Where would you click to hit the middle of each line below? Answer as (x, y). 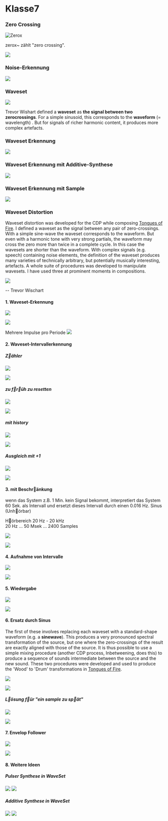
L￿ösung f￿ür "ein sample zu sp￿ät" (44, 699)
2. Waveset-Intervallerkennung (39, 344)
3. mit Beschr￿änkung (29, 489)
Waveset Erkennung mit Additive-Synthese (59, 165)
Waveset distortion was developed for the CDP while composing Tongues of (84, 223)
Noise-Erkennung (27, 67)
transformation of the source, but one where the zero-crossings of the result (84, 642)
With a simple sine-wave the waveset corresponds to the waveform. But (80, 234)
